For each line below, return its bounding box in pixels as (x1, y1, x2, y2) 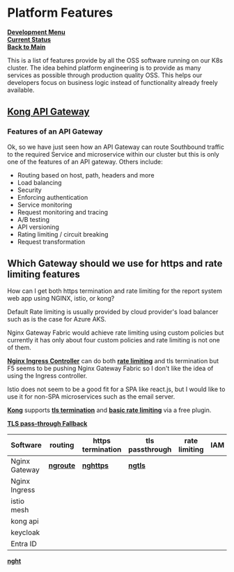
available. (7, 86, 35, 94)
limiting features (7, 269, 80, 280)
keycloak (10, 527, 40, 537)
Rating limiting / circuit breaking (17, 230, 109, 238)
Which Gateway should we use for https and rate (7, 257, 223, 269)
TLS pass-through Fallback (7, 420, 88, 428)
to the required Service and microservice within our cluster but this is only (7, 150, 219, 158)
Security (17, 186, 42, 194)
